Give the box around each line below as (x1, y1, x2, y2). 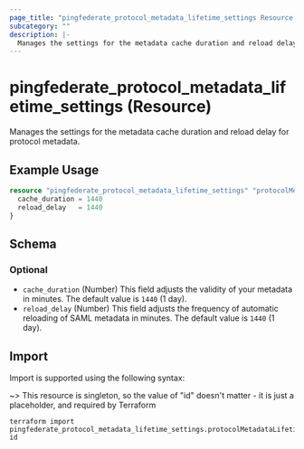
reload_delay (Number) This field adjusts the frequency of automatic (22, 304, 279, 314)
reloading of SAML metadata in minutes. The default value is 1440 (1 (22, 313, 275, 323)
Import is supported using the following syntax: (9, 372, 185, 383)
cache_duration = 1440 (17, 194, 103, 203)
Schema (9, 236, 57, 251)
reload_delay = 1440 (17, 202, 103, 212)
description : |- (9, 30, 71, 39)
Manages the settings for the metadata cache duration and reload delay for (9, 126, 290, 137)
